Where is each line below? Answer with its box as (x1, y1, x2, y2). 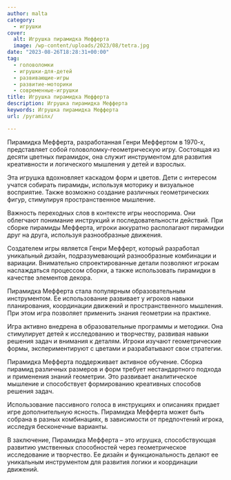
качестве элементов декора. (7, 273, 93, 282)
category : (7, 17, 36, 23)
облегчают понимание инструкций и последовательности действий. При (7, 215, 223, 224)
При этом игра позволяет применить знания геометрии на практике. (7, 309, 212, 317)
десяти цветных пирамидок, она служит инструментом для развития (7, 153, 212, 161)
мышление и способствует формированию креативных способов (7, 379, 201, 387)
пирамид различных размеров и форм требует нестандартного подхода (7, 365, 222, 373)
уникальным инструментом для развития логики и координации (7, 457, 198, 466)
